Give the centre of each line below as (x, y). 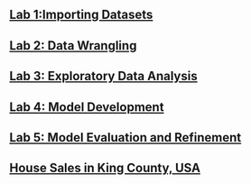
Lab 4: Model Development (87, 107)
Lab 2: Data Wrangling (73, 46)
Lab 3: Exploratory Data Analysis (103, 76)
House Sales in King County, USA (105, 168)
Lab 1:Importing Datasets (81, 15)
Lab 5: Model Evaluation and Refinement (125, 138)
